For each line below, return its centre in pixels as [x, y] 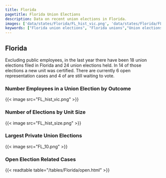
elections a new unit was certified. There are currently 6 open [68, 70]
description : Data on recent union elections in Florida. [66, 19]
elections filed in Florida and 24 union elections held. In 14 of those [73, 65]
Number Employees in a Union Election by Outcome [68, 89]
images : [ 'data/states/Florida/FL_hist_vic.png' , [57, 23]
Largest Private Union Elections [44, 135]
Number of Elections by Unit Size [45, 112]
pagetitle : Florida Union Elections [43, 14]
